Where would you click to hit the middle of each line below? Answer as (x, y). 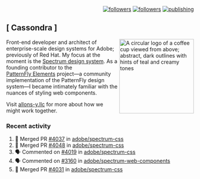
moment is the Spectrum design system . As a (62, 61)
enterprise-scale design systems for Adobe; (60, 48)
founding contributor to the (39, 67)
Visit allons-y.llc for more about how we (55, 104)
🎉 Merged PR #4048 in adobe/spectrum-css (69, 145)
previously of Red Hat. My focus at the (53, 55)
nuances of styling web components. (51, 93)
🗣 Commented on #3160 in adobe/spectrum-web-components (93, 161)
